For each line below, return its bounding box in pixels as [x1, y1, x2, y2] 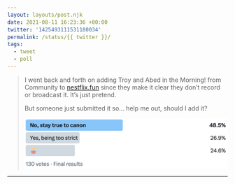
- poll [13, 56, 33, 63]
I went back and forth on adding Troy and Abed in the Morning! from [24, 76, 222, 84]
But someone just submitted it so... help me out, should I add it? [24, 104, 208, 112]
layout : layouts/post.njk [7, 11, 83, 18]
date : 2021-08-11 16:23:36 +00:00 [7, 18, 108, 26]
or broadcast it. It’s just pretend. [24, 90, 117, 99]
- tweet [13, 48, 36, 55]
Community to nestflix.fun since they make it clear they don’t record [24, 83, 220, 91]
